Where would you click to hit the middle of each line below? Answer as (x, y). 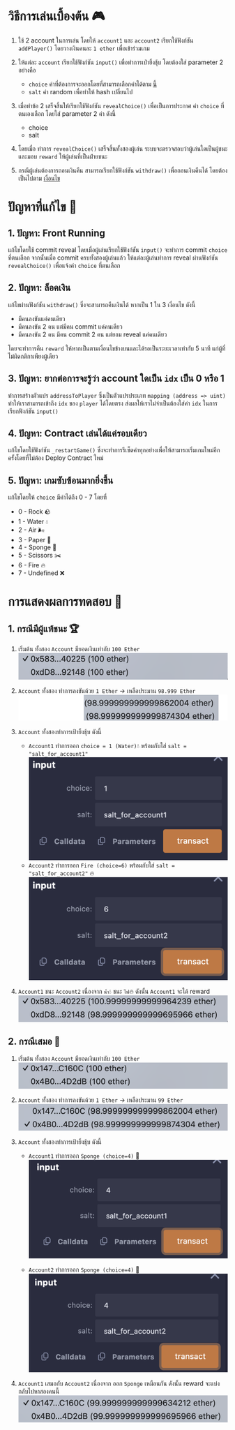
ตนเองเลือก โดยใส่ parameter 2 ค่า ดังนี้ (67, 113)
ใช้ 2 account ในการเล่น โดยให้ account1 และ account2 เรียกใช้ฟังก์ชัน (106, 40)
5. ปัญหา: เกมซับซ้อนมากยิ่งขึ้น (61, 481)
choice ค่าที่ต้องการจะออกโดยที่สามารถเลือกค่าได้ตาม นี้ (93, 84)
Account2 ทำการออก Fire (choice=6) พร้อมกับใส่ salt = (101, 865)
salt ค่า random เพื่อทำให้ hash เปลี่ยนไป (81, 91)
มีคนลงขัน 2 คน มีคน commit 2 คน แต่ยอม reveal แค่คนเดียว (92, 334)
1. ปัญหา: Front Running (56, 233)
